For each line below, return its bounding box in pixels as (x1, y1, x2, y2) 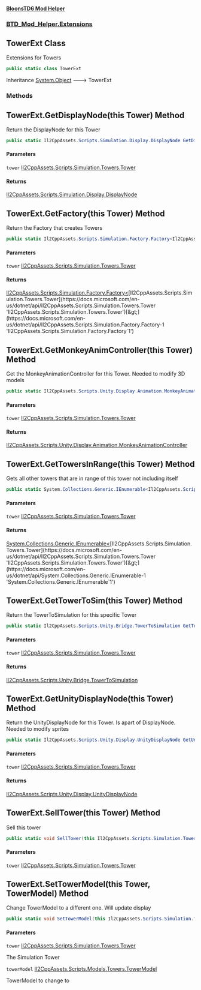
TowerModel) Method (6, 888, 89, 898)
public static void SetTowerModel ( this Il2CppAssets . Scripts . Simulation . (6, 916, 194, 922)
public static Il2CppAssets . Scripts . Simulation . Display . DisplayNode (6, 137, 181, 143)
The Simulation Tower (6, 954, 60, 961)
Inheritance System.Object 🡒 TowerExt (6, 77, 112, 84)
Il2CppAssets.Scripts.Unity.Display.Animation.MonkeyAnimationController (6, 442, 188, 449)
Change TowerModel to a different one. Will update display (6, 904, 151, 911)
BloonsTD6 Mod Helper (6, 5, 65, 12)
